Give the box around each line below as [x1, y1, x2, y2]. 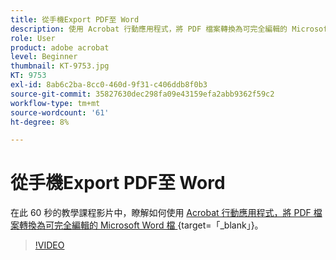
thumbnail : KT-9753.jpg [10, 61, 110, 71]
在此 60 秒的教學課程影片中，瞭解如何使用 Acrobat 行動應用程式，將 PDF [10, 207, 312, 219]
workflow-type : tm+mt [10, 98, 101, 108]
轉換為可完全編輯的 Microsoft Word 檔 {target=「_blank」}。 [18, 219, 264, 231]
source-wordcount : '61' [10, 107, 110, 118]
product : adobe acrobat [10, 42, 110, 53]
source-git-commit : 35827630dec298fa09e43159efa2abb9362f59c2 [10, 89, 275, 99]
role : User [10, 33, 56, 43]
